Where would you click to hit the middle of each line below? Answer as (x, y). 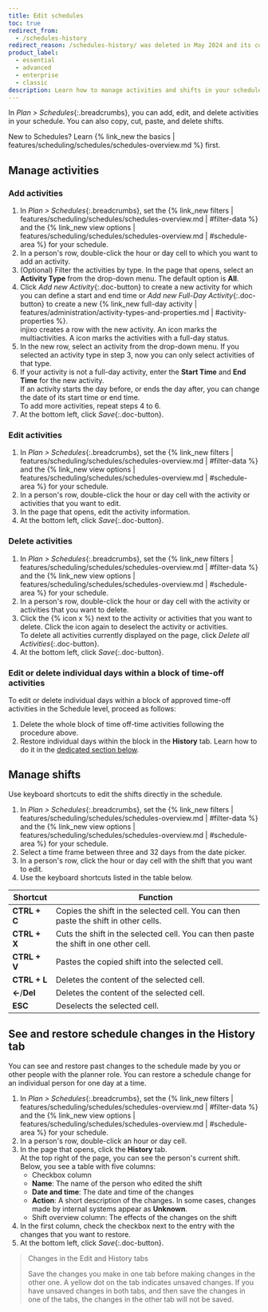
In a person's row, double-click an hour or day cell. (103, 1141)
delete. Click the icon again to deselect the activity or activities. (124, 626)
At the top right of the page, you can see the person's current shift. (130, 1158)
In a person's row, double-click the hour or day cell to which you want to (138, 253)
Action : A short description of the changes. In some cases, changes (144, 1200)
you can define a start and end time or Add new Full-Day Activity (126, 296)
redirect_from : (33, 30)
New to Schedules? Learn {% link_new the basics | (92, 137)
